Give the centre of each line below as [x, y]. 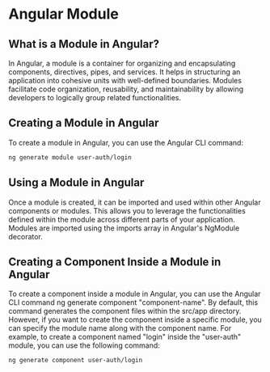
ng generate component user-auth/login [76, 361]
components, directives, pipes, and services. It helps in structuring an [124, 72]
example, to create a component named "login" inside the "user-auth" [125, 337]
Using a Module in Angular [76, 183]
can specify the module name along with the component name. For [120, 328]
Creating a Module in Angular [84, 123]
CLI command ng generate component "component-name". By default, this [133, 302]
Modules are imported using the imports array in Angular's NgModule [124, 228]
